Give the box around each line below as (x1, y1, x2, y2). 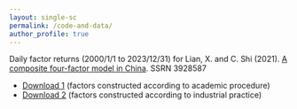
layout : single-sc (9, 12, 77, 22)
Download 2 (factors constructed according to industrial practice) (21, 90, 262, 100)
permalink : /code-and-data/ (9, 21, 113, 30)
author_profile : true (9, 29, 90, 38)
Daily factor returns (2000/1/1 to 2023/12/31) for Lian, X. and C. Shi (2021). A (9, 54, 288, 65)
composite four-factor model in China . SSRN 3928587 (9, 63, 207, 74)
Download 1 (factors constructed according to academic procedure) (21, 81, 270, 91)
